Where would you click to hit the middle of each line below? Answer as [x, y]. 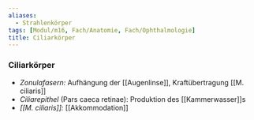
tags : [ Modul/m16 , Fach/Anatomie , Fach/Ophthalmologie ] [102, 30]
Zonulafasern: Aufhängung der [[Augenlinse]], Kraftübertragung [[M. [132, 82]
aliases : [22, 15]
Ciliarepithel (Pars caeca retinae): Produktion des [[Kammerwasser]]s [133, 99]
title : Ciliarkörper [42, 37]
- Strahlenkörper [44, 23]
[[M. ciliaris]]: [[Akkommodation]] [74, 107]
